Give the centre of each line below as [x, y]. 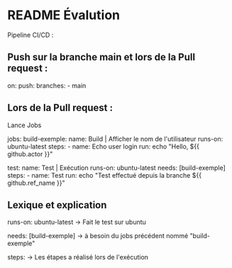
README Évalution [64, 15]
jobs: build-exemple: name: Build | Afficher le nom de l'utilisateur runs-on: [115, 139]
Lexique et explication [57, 205]
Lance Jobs [24, 125]
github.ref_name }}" [36, 183]
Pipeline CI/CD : [31, 35]
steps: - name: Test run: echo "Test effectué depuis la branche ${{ [105, 175]
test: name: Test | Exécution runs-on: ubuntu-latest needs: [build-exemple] [116, 168]
